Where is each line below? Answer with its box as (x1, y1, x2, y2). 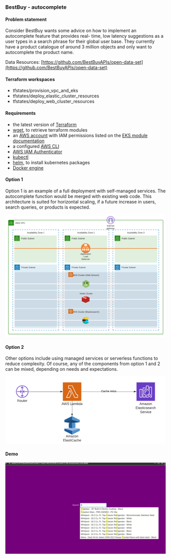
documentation (12, 138, 45, 144)
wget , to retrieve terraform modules (12, 126, 88, 133)
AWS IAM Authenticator (12, 148, 63, 155)
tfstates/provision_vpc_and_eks (12, 88, 78, 94)
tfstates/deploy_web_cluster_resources (12, 98, 95, 105)
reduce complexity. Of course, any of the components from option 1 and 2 (5, 361, 160, 367)
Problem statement (5, 16, 47, 22)
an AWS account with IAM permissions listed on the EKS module (12, 132, 148, 138)
